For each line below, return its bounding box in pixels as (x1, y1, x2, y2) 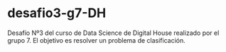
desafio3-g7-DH (7, 5, 107, 21)
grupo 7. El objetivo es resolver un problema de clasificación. (7, 36, 186, 44)
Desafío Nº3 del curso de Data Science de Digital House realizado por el (7, 28, 220, 37)
